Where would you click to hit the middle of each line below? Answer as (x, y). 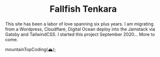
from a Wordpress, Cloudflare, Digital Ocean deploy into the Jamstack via (80, 29)
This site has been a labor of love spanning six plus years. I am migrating (79, 24)
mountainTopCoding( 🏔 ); (30, 50)
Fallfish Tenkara (83, 9)
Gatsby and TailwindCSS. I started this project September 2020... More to (80, 34)
